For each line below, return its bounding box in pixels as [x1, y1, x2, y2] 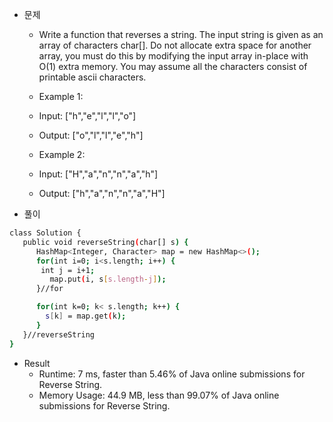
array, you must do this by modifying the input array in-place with [38, 50, 309, 62]
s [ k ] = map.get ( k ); [45, 311, 127, 321]
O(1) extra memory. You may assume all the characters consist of [38, 61, 308, 72]
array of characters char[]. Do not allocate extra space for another [38, 39, 312, 51]
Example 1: [38, 91, 84, 102]
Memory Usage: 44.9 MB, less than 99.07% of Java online [38, 389, 280, 401]
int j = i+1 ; [40, 265, 96, 275]
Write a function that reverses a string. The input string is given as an [38, 29, 324, 40]
